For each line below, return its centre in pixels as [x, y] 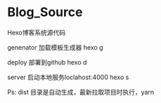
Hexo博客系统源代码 [36, 32]
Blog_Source [45, 12]
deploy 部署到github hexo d [47, 62]
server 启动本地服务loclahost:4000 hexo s [68, 77]
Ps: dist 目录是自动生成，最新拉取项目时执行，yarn [81, 92]
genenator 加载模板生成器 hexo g [55, 47]
